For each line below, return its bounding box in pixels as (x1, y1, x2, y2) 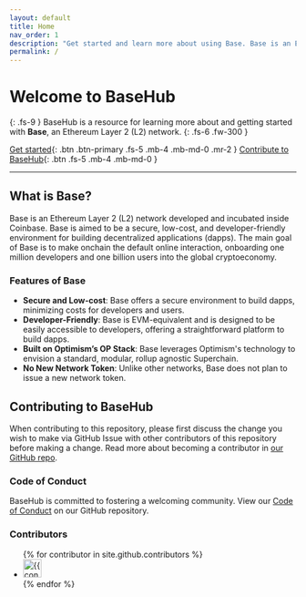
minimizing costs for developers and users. (22, 304, 185, 315)
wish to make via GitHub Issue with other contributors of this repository (9, 432, 278, 443)
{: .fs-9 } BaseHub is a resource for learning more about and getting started (9, 117, 293, 128)
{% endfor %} (22, 578, 76, 589)
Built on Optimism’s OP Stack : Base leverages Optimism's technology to (22, 344, 296, 355)
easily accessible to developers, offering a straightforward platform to (22, 324, 285, 335)
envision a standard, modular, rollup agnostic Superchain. (22, 353, 240, 365)
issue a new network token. (22, 373, 127, 384)
